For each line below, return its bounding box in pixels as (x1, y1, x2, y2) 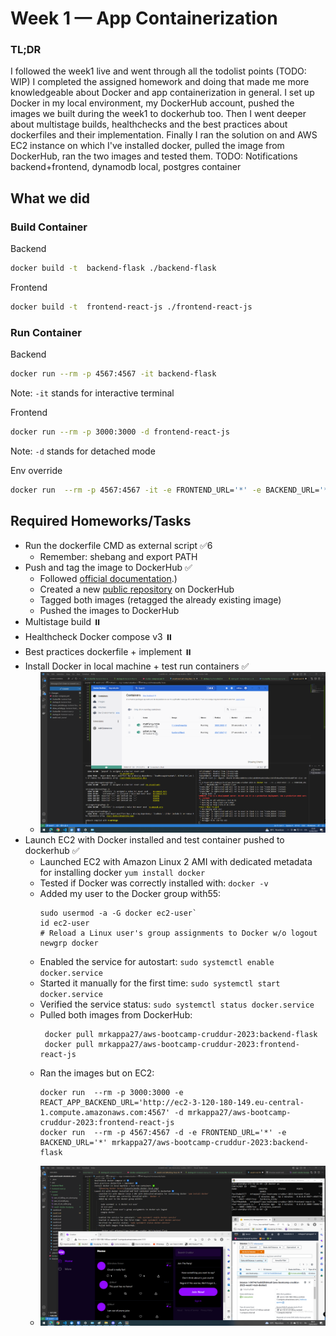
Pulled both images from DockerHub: (39, 1008, 193, 1021)
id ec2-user (39, 918, 90, 928)
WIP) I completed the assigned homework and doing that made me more (10, 76, 310, 88)
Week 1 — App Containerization (10, 7, 278, 30)
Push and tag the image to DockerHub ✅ (24, 561, 193, 573)
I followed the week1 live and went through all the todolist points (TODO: (10, 65, 307, 77)
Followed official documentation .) (39, 572, 178, 584)
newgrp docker (39, 938, 99, 948)
